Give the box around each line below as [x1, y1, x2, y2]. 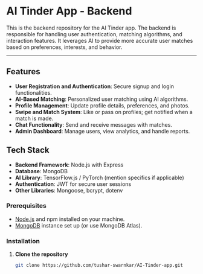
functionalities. [14, 89, 53, 96]
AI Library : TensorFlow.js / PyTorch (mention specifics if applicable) [14, 174, 184, 181]
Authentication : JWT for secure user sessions [14, 180, 132, 188]
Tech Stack [6, 145, 50, 155]
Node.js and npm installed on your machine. [14, 215, 125, 223]
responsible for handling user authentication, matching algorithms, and [6, 30, 182, 37]
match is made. [14, 115, 54, 122]
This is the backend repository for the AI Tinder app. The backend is [6, 24, 176, 31]
